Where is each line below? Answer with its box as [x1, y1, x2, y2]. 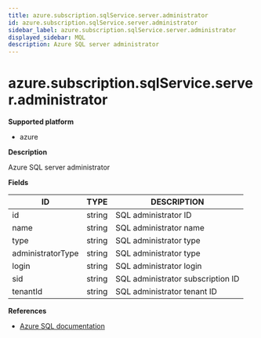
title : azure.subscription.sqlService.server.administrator [8, 11, 209, 20]
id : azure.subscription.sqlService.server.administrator [8, 19, 198, 27]
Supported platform [8, 117, 74, 126]
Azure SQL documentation [19, 322, 106, 331]
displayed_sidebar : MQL [8, 33, 86, 42]
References [8, 307, 47, 316]
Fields [8, 178, 29, 187]
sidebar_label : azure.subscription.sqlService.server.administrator [8, 26, 237, 34]
